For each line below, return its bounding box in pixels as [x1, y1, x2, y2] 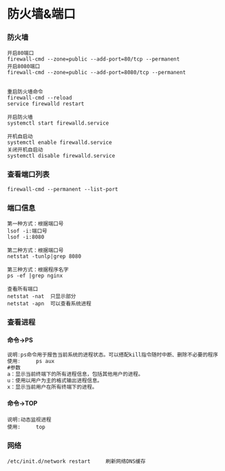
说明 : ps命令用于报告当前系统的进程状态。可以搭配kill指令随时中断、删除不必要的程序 [7, 351, 219, 358]
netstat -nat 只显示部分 [7, 293, 76, 300]
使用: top [7, 424, 46, 430]
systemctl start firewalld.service [7, 120, 109, 127]
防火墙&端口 [7, 6, 76, 22]
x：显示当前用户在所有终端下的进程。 [7, 383, 98, 391]
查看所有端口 [7, 286, 39, 293]
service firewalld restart [7, 100, 85, 107]
